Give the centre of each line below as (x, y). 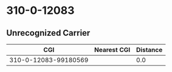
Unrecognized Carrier (48, 33)
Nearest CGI (112, 50)
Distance (149, 50)
